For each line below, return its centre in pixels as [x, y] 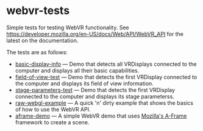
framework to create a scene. [52, 122]
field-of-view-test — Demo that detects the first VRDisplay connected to [106, 77]
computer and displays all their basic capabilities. [77, 70]
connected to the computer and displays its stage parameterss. [95, 96]
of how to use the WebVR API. [53, 109]
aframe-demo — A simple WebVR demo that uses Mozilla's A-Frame [101, 116]
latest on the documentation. [42, 40]
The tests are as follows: [37, 52]
